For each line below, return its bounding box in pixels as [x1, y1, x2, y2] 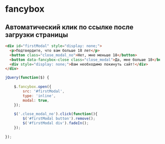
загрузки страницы [5, 30, 68, 39]
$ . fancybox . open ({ [14, 84, 52, 89]
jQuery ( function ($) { [5, 75, 50, 80]
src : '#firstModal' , [23, 89, 65, 94]
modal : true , [23, 98, 50, 103]
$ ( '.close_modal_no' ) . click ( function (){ [14, 112, 98, 117]
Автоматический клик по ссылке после [5, 23, 134, 31]
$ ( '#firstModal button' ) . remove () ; [23, 116, 96, 121]
